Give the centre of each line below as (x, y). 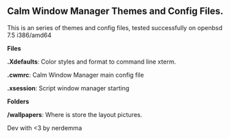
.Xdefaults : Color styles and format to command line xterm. (92, 62)
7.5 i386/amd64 (30, 35)
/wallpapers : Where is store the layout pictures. (75, 114)
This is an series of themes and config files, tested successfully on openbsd (115, 27)
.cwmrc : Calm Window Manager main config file (76, 75)
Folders (18, 101)
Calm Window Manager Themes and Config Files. (115, 11)
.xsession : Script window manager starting (68, 88)
